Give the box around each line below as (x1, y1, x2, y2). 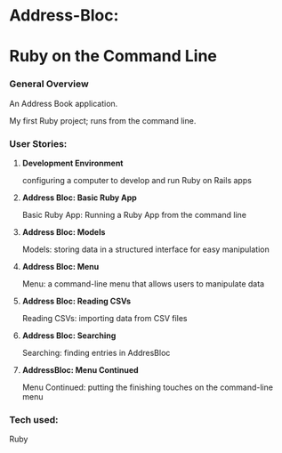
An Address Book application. (9, 98, 118, 109)
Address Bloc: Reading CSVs (21, 295, 132, 306)
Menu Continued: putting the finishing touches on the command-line (21, 382, 274, 392)
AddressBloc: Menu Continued (21, 364, 140, 375)
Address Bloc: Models (21, 226, 106, 237)
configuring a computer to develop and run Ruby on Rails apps (21, 174, 252, 185)
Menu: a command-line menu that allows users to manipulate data (21, 278, 265, 289)
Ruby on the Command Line (9, 46, 218, 67)
